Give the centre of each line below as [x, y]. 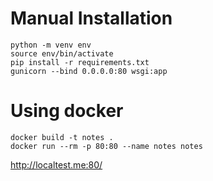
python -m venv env [51, 45]
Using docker [67, 111]
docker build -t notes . [62, 137]
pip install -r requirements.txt [80, 62]
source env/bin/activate [62, 53]
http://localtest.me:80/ [56, 164]
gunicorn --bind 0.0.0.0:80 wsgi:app [89, 71]
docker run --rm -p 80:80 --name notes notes [106, 146]
